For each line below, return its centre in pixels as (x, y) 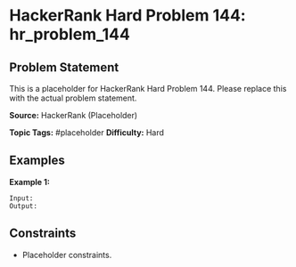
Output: (24, 206)
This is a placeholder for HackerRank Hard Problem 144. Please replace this (148, 89)
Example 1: (30, 182)
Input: (21, 198)
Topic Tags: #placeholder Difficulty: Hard (87, 133)
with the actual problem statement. (73, 98)
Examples (37, 161)
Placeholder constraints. (67, 255)
